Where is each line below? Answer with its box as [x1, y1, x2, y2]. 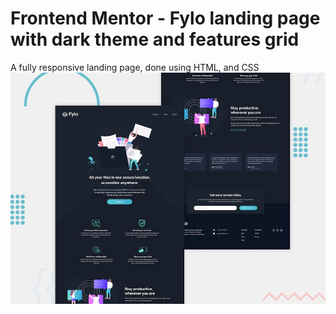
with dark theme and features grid [10, 28, 300, 51]
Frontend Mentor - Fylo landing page [10, 7, 321, 30]
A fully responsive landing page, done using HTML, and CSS [10, 61, 260, 73]
